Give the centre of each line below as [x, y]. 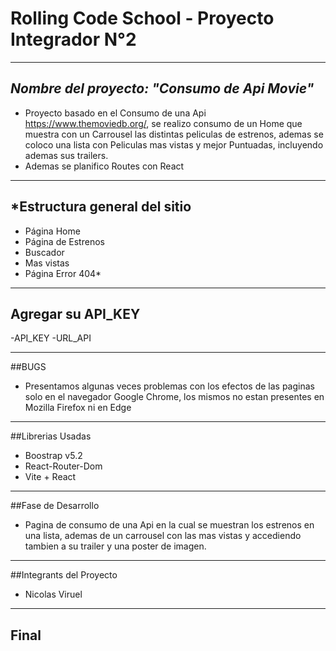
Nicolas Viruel [53, 594]
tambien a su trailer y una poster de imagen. [115, 546]
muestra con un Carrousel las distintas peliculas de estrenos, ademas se [174, 134]
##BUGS [28, 367]
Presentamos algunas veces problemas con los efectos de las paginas [169, 386]
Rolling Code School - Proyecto [142, 18]
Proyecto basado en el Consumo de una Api [115, 113]
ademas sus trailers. [66, 155]
